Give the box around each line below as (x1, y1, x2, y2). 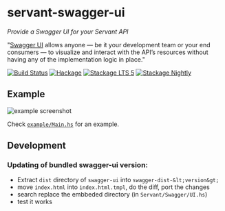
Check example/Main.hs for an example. (7, 120, 119, 128)
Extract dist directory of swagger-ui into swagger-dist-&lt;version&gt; (17, 176, 219, 184)
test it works (17, 197, 53, 206)
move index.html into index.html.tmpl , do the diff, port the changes (17, 183, 210, 191)
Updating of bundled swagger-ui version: (7, 160, 149, 170)
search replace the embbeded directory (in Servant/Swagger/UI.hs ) (17, 190, 208, 199)
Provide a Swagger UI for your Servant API (7, 27, 129, 36)
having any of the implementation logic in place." (7, 55, 146, 63)
